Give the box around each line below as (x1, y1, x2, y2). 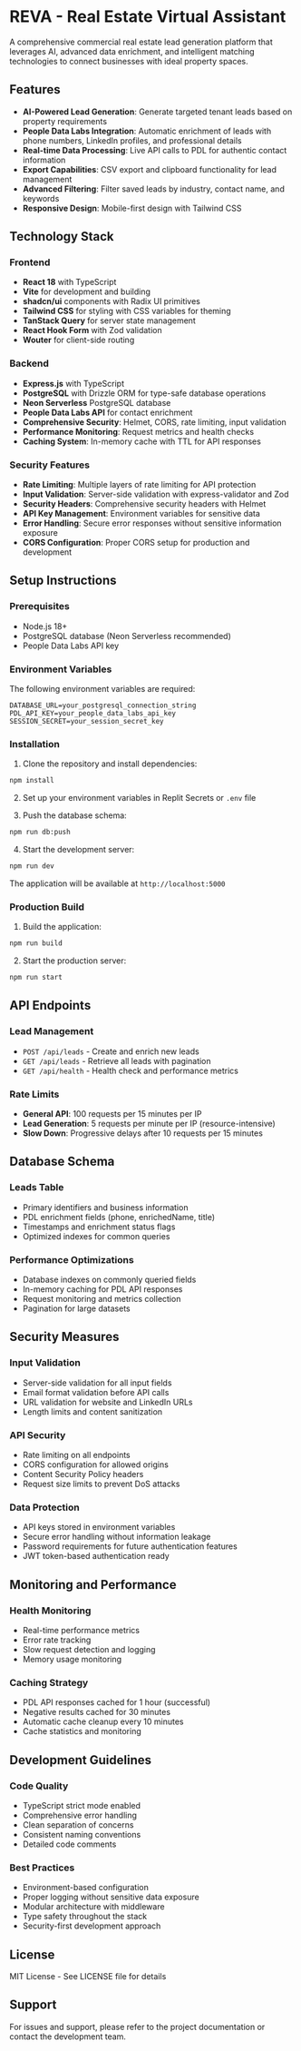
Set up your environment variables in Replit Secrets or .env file (22, 793, 257, 804)
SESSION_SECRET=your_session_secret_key (9, 717, 165, 726)
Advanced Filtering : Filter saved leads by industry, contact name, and (22, 183, 286, 194)
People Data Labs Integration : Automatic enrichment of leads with (22, 125, 272, 136)
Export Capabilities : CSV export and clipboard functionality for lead (22, 163, 277, 174)
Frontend (9, 256, 51, 269)
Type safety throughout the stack (22, 1911, 148, 1922)
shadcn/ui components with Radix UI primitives (22, 296, 201, 307)
